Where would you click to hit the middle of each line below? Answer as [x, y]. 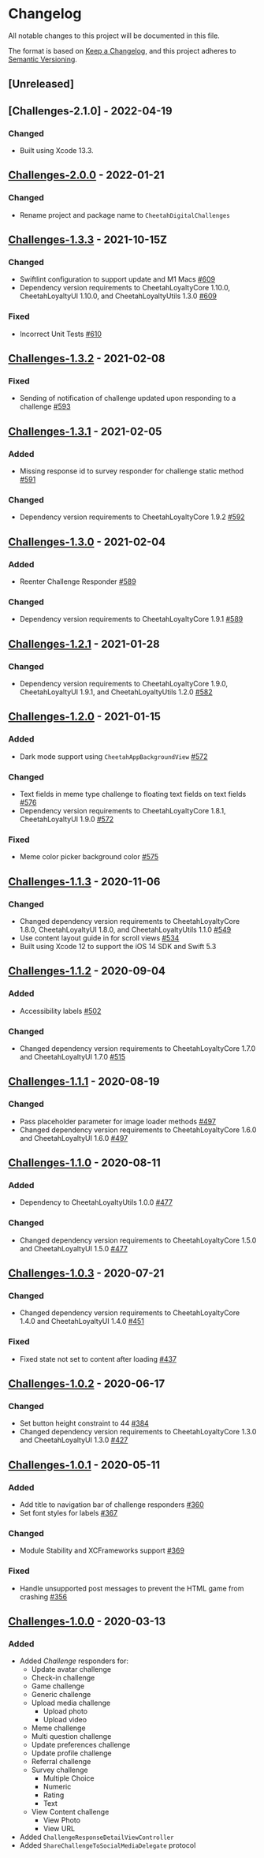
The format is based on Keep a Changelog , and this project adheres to [122, 50]
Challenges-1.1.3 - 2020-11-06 [84, 882]
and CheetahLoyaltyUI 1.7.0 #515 [73, 1056]
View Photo [62, 1820]
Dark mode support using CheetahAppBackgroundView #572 [113, 756]
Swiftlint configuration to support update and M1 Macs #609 [117, 279]
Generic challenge [61, 1695]
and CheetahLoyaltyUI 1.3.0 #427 [74, 1440]
